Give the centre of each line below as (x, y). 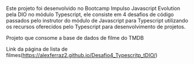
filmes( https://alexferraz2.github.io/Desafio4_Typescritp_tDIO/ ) (82, 55)
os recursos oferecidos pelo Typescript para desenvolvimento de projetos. (96, 27)
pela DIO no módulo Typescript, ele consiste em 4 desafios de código (90, 14)
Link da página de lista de (37, 49)
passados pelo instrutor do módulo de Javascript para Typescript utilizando (97, 20)
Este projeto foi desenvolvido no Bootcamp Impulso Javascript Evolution (93, 8)
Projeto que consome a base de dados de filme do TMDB (75, 38)
